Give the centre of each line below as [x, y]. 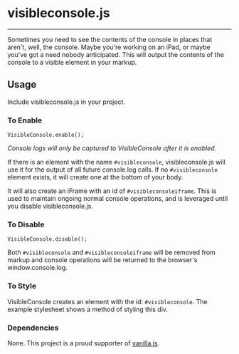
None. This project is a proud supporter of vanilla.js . [84, 343]
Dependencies [33, 328]
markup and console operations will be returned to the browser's [102, 260]
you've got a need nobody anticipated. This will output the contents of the [116, 54]
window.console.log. [37, 268]
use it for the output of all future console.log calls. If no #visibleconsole [113, 170]
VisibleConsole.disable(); [47, 239]
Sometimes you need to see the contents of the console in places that [110, 39]
